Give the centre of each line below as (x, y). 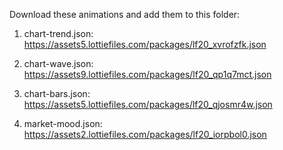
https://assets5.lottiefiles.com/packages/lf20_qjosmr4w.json (148, 104)
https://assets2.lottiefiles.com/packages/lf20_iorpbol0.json (145, 134)
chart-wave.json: (58, 63)
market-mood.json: (63, 123)
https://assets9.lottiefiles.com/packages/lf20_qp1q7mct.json (147, 74)
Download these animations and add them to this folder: (125, 14)
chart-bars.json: (57, 93)
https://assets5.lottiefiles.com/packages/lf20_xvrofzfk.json (145, 44)
